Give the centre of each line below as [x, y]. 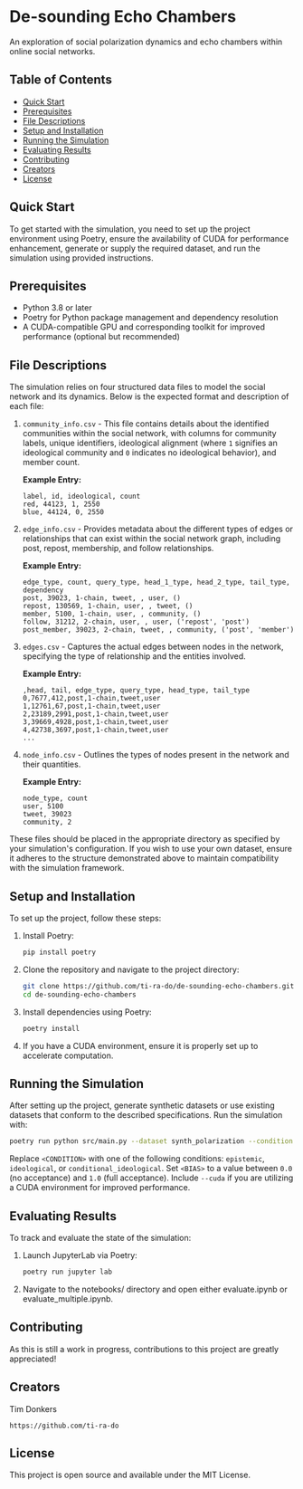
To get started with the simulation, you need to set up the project [130, 229]
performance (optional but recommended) [101, 337]
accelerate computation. [68, 1055]
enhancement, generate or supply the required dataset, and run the [135, 248]
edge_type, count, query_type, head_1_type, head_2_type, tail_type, [156, 582]
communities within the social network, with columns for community [150, 434]
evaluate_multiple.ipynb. [68, 1298]
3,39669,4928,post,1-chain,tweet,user [95, 722]
